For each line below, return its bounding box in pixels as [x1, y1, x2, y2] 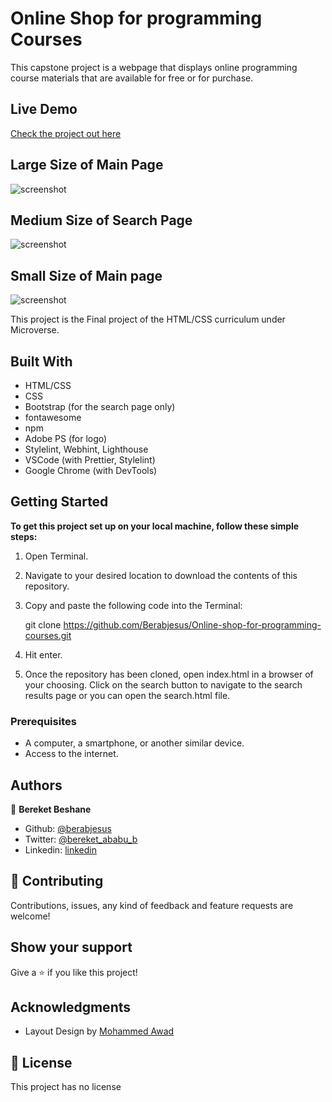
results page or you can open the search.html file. [24, 689, 231, 701]
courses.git [24, 629, 72, 641]
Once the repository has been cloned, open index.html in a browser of [24, 668, 314, 680]
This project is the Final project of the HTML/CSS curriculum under [10, 313, 286, 326]
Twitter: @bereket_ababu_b [24, 833, 138, 845]
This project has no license [10, 1081, 122, 1093]
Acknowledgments [10, 998, 132, 1016]
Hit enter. [24, 648, 63, 661]
